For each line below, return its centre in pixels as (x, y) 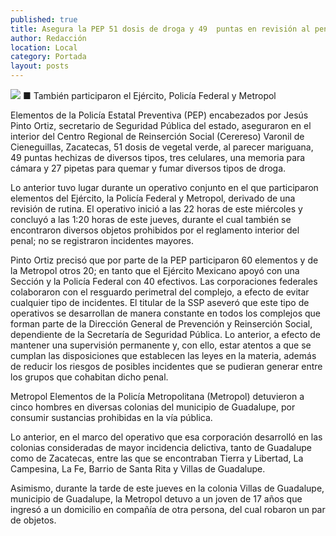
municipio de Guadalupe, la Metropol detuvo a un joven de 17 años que (156, 499)
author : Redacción (48, 38)
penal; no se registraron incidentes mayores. (102, 240)
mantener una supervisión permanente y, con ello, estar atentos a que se (161, 345)
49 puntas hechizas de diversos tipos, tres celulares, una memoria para (158, 157)
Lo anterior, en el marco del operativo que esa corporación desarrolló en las (166, 437)
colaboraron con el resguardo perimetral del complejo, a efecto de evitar (160, 292)
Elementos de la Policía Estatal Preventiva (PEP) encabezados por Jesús (159, 115)
